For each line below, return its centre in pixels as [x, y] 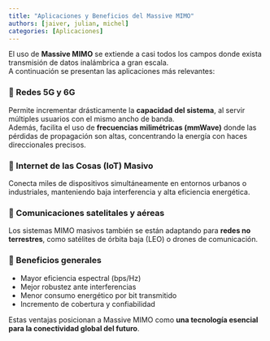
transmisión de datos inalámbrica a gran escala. [89, 63]
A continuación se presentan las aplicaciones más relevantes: [112, 71]
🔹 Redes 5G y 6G [42, 93]
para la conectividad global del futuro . [74, 328]
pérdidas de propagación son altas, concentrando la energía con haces [128, 136]
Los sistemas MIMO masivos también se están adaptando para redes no [130, 231]
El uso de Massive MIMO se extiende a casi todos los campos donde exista [135, 54]
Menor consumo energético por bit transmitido [98, 295]
